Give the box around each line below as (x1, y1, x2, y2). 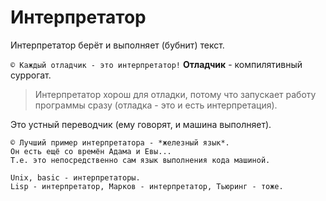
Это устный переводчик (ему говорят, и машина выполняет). (10, 118, 272, 130)
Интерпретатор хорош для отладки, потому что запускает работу (34, 88, 317, 100)
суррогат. (10, 69, 52, 81)
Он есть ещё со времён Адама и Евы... (10, 146, 172, 156)
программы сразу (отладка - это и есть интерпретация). (34, 99, 278, 111)
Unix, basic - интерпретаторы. (10, 172, 141, 183)
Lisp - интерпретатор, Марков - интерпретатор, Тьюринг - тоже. (10, 181, 284, 191)
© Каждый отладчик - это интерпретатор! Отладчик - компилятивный (10, 58, 303, 70)
